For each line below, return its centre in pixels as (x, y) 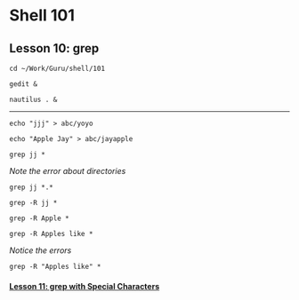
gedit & (24, 84)
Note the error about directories (68, 171)
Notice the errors (40, 250)
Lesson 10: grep (54, 48)
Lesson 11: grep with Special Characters (85, 286)
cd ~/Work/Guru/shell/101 (57, 68)
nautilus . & (33, 99)
